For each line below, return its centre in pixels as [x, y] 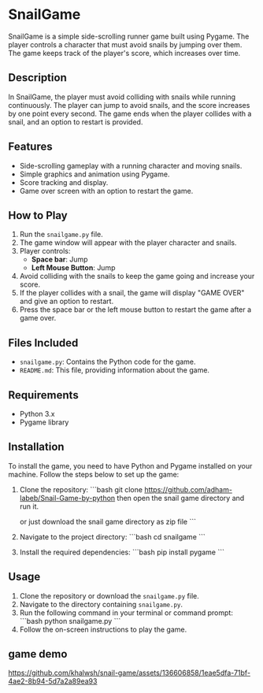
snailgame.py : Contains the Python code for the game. [107, 362]
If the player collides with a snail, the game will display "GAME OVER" [132, 293]
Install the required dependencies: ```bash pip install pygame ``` [122, 552]
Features [30, 147]
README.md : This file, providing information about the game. [115, 370]
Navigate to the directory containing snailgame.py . [101, 604]
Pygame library [44, 422]
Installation [36, 447]
